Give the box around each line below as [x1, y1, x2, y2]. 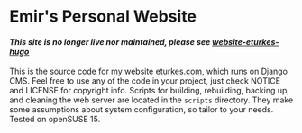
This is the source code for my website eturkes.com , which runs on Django [9, 66, 288, 77]
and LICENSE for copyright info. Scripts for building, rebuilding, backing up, [9, 85, 290, 96]
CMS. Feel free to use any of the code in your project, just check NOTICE [9, 75, 281, 86]
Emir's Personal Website [9, 6, 197, 27]
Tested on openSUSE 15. [9, 114, 101, 125]
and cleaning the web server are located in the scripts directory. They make [9, 94, 294, 105]
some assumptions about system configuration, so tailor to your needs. [9, 104, 274, 115]
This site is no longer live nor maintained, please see [9, 36, 211, 47]
